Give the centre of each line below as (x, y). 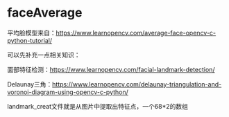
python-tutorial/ (30, 40)
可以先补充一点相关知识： (44, 55)
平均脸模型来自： (32, 33)
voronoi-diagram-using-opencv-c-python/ (68, 92)
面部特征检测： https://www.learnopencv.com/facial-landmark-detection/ (111, 69)
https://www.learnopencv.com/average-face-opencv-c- (136, 33)
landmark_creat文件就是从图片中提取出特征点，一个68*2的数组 (98, 106)
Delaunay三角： (30, 84)
